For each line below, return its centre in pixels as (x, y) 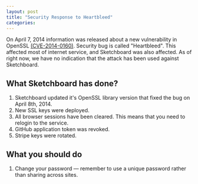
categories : (21, 23)
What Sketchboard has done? (62, 83)
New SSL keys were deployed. (52, 110)
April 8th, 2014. (33, 104)
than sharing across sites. (46, 175)
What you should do (44, 154)
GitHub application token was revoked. (62, 129)
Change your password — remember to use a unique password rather (100, 169)
